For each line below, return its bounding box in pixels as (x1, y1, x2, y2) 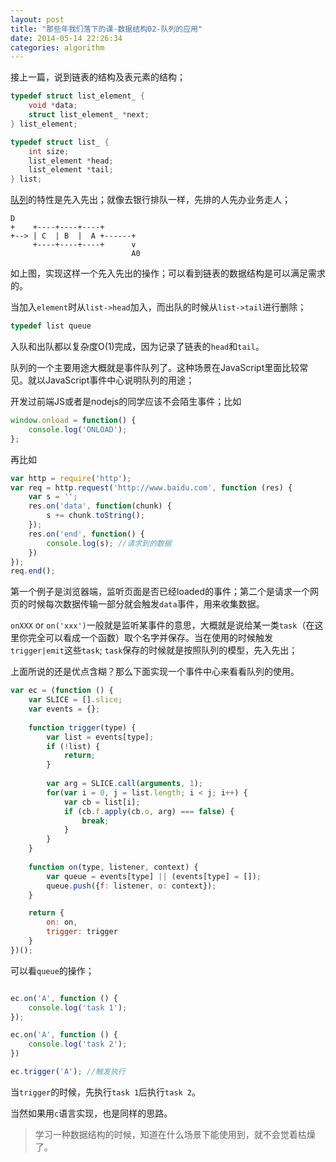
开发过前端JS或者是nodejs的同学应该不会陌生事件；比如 (10, 396, 242, 407)
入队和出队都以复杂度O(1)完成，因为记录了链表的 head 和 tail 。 (10, 341, 265, 352)
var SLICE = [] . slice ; (28, 695, 123, 705)
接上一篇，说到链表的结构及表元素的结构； (10, 71, 186, 83)
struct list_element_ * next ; (28, 110, 150, 120)
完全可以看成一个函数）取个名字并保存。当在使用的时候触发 (27, 632, 273, 644)
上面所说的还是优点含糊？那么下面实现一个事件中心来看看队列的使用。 (10, 666, 300, 678)
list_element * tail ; (28, 165, 114, 175)
